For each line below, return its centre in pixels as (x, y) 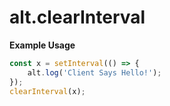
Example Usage (42, 45)
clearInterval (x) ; (47, 91)
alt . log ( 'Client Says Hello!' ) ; (94, 72)
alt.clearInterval (77, 17)
